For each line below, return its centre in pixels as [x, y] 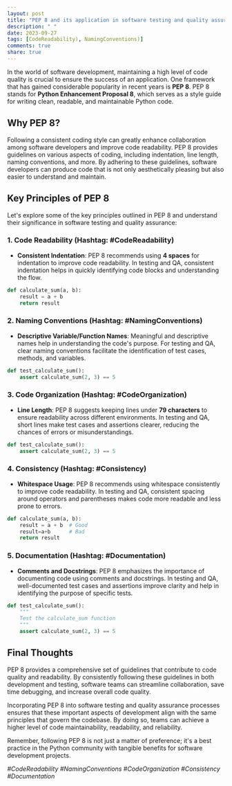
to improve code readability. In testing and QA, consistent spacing [111, 491]
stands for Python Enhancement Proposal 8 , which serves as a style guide [115, 93]
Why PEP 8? [34, 123]
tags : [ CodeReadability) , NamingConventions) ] [75, 39]
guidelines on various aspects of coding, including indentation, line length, [113, 154]
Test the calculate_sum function [68, 618]
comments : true [29, 46]
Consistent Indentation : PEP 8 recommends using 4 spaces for [108, 255]
